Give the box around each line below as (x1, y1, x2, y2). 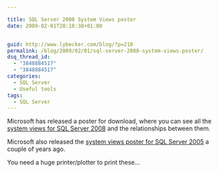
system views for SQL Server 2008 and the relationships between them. (7, 124, 210, 132)
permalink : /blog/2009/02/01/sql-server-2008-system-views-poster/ (7, 47, 204, 54)
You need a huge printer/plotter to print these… (7, 159, 141, 167)
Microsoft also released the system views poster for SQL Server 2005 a (7, 138, 209, 146)
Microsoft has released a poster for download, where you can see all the (7, 117, 212, 126)
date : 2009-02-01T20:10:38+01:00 (7, 22, 103, 30)
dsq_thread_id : (7, 54, 51, 60)
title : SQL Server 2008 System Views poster (7, 16, 136, 23)
